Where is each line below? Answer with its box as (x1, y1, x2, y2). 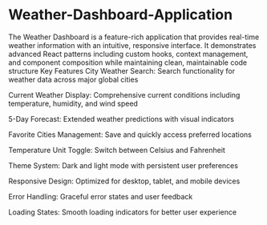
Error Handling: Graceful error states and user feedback (8, 191, 193, 201)
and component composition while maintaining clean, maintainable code (8, 58, 248, 67)
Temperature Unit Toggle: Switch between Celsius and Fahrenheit (8, 145, 226, 155)
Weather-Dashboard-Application (8, 6, 233, 24)
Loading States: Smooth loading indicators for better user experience (8, 207, 237, 217)
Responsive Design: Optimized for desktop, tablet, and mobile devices (8, 176, 241, 186)
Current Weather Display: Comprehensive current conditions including (8, 90, 241, 99)
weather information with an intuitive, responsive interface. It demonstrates (8, 40, 257, 50)
